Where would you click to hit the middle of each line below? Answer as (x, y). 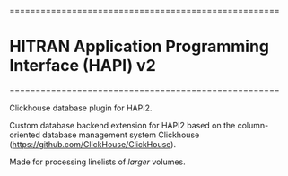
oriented (25, 135)
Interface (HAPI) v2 (83, 66)
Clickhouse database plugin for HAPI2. (81, 108)
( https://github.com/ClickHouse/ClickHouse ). (93, 144)
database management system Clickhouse (121, 135)
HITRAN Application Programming (140, 47)
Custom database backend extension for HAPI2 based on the (122, 125)
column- (253, 125)
